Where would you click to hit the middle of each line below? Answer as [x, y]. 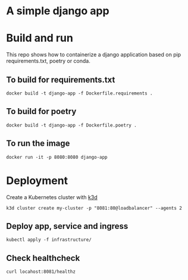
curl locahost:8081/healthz [41, 272]
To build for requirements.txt [61, 79]
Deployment [37, 180]
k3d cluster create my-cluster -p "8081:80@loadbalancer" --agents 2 [94, 208]
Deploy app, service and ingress [67, 226]
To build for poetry [41, 111]
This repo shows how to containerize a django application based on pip [94, 55]
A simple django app [58, 11]
